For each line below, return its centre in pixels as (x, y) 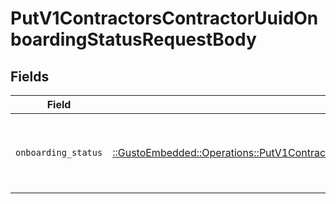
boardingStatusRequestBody (133, 39)
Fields (30, 76)
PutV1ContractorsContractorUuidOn (164, 18)
